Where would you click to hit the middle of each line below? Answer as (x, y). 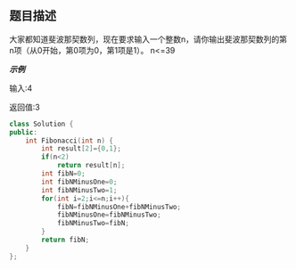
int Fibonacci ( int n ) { (70, 141)
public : (24, 132)
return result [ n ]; (91, 166)
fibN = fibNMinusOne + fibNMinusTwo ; (119, 207)
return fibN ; (66, 240)
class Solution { (41, 124)
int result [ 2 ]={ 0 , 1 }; (82, 149)
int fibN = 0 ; (64, 174)
